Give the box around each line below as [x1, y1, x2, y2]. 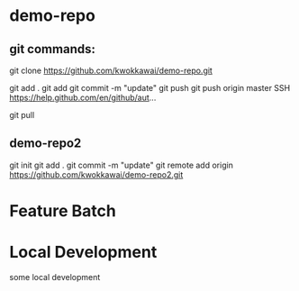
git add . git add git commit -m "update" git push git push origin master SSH [9, 83, 291, 93]
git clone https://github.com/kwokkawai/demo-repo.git [9, 65, 213, 76]
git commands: [9, 41, 96, 57]
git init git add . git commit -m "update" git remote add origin [9, 159, 234, 170]
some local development [9, 271, 101, 282]
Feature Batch [9, 201, 117, 221]
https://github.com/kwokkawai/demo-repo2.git [9, 168, 184, 180]
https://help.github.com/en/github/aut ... [9, 92, 157, 103]
